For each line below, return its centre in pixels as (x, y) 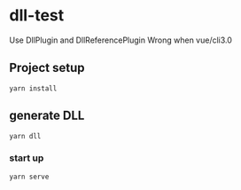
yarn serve (29, 177)
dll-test (37, 16)
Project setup (47, 68)
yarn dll (25, 136)
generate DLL (47, 116)
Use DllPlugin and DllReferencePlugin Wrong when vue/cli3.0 (121, 40)
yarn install (33, 88)
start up (27, 158)
